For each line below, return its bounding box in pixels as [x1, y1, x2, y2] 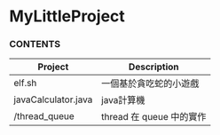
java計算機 [101, 94, 145, 107]
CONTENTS [9, 38, 61, 51]
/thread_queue [13, 110, 75, 123]
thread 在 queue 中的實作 [101, 111, 207, 123]
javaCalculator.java [13, 93, 93, 106]
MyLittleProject [9, 6, 126, 27]
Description [128, 60, 179, 73]
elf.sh [13, 77, 37, 90]
